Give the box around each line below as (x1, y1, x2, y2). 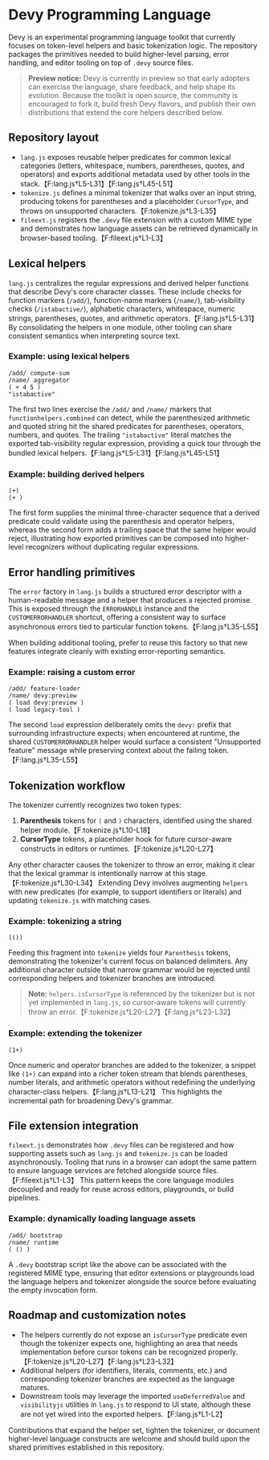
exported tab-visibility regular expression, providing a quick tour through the (8, 438, 261, 448)
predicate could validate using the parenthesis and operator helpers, (8, 517, 235, 526)
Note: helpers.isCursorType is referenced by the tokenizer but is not (27, 989, 255, 999)
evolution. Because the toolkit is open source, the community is (27, 90, 238, 100)
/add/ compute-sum (8, 369, 70, 377)
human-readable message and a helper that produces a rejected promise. (8, 595, 253, 604)
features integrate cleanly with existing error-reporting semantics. (8, 646, 226, 656)
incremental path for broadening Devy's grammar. (8, 1095, 174, 1106)
